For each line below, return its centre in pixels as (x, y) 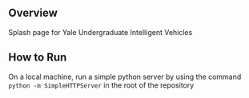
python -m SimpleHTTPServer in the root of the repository (101, 85)
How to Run (38, 58)
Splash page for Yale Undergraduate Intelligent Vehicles (100, 32)
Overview (33, 13)
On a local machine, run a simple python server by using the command (125, 76)
